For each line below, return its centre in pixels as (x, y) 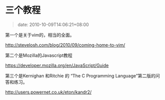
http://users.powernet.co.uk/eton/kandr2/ (49, 92)
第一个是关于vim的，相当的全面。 (40, 35)
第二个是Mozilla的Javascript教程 (39, 55)
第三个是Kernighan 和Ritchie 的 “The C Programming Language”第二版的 (80, 75)
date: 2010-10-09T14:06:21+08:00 (53, 24)
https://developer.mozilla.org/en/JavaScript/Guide (57, 65)
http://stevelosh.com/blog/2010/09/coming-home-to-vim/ (65, 45)
